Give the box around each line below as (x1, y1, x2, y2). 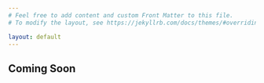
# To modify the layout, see (8, 19, 104, 27)
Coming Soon (8, 62, 76, 75)
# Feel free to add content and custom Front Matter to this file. (8, 11, 234, 20)
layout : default (8, 33, 61, 41)
